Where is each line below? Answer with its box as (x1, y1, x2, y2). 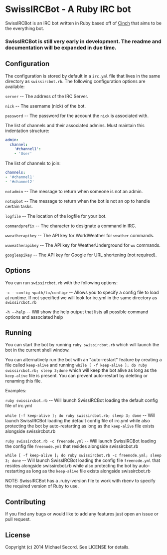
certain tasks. (5, 203, 33, 209)
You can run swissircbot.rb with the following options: (5, 279, 118, 286)
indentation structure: (5, 128, 50, 134)
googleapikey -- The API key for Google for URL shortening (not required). (5, 252, 157, 258)
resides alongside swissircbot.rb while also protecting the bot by (5, 463, 138, 469)
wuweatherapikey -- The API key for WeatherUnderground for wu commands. (5, 242, 161, 248)
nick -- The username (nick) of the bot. (5, 103, 86, 109)
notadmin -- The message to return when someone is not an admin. (5, 188, 143, 194)
